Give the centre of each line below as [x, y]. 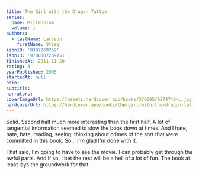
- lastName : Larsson [37, 39]
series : [16, 17]
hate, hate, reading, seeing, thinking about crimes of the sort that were [92, 134]
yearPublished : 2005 [32, 72]
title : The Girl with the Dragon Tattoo [57, 12]
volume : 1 [23, 28]
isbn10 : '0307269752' [33, 50]
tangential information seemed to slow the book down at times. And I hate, [97, 128]
